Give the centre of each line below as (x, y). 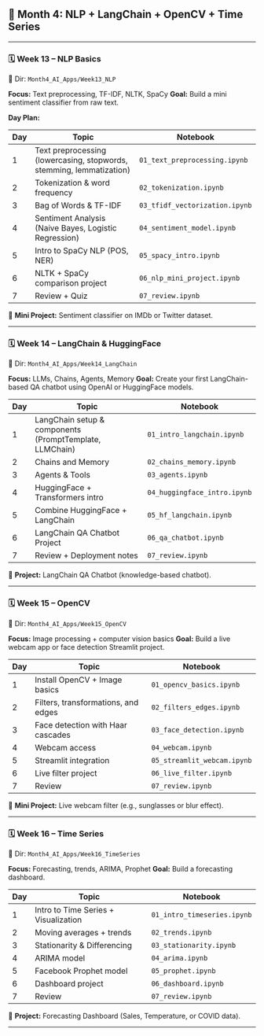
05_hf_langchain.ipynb (190, 515)
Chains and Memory (72, 463)
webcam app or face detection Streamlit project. (86, 647)
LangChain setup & (70, 420)
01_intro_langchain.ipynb (196, 435)
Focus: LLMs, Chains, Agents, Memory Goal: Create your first (108, 379)
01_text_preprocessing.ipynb (193, 160)
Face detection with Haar (81, 724)
